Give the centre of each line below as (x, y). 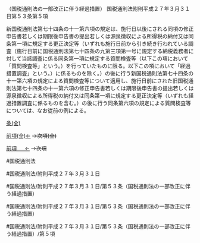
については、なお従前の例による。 (48, 111)
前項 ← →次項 (26, 148)
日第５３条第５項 (27, 16)
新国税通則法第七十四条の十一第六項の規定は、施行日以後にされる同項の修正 (100, 29)
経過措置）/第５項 (33, 234)
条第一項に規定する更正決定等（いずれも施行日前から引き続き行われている (97, 44)
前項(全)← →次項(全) (32, 136)
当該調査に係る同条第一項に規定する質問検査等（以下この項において (105, 59)
